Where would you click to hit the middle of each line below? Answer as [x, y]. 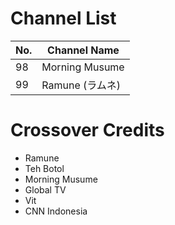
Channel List [63, 18]
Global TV [45, 189]
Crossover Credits [87, 130]
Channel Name [83, 50]
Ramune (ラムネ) [81, 85]
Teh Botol [44, 168]
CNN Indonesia [56, 211]
